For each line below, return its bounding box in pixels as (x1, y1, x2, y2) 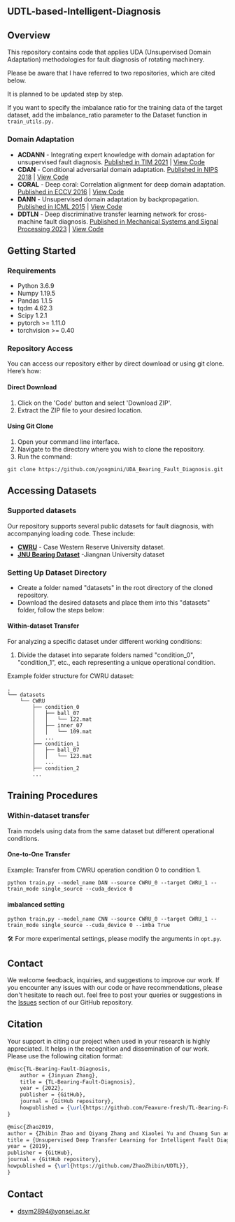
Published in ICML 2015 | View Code (17, 202, 122, 210)
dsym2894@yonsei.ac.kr (17, 1207, 90, 1215)
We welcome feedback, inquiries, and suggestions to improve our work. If (7, 975, 220, 984)
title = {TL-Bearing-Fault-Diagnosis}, (20, 1078, 136, 1086)
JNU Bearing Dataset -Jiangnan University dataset (17, 550, 165, 559)
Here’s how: (7, 367, 42, 375)
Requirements (7, 266, 57, 275)
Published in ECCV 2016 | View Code (17, 187, 124, 196)
